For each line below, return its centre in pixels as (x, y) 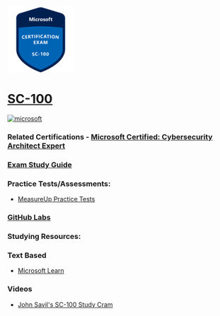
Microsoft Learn (41, 271)
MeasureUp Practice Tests (56, 199)
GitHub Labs (29, 217)
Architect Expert (36, 146)
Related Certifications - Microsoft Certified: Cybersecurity (110, 136)
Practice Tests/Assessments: (59, 184)
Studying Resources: (44, 236)
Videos (20, 289)
